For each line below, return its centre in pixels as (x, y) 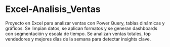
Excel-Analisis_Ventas (53, 9)
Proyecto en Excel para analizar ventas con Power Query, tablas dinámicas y (85, 23)
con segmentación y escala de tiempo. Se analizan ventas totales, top (78, 33)
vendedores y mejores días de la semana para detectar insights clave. (78, 39)
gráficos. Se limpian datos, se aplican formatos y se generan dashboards (81, 28)
